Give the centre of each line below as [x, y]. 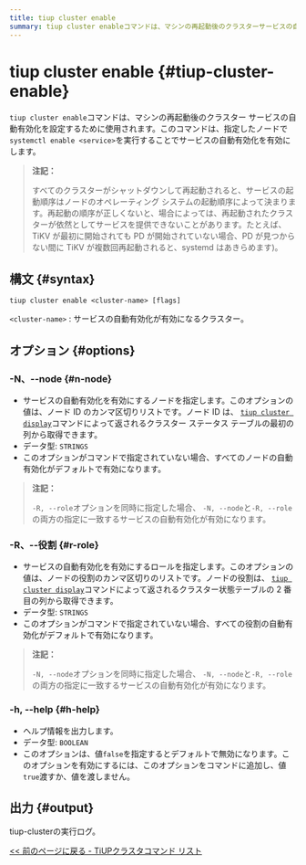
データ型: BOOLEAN [55, 742]
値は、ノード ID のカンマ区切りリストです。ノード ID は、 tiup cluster [156, 411]
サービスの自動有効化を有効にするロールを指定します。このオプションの [158, 566]
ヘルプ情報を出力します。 [70, 731]
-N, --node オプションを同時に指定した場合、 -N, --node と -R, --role [162, 674]
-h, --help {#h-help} [55, 710]
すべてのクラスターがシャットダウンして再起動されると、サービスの [158, 190]
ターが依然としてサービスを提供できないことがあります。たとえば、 [159, 225]
